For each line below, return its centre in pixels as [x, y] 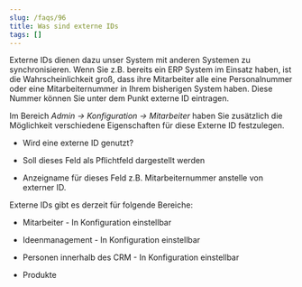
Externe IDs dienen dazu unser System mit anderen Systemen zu [130, 60]
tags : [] [26, 34]
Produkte [39, 275]
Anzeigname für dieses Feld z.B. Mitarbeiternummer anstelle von [143, 178]
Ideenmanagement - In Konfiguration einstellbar [111, 240]
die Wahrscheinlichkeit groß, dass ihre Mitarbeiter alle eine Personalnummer [151, 79]
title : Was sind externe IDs [64, 26]
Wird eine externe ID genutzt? [78, 143]
